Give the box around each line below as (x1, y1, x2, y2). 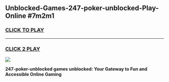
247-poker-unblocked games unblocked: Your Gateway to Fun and (5, 66, 147, 72)
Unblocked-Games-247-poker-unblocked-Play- (5, 4, 159, 12)
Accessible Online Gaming (5, 71, 62, 77)
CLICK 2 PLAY (5, 45, 40, 52)
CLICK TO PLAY (5, 27, 44, 34)
